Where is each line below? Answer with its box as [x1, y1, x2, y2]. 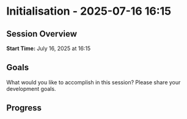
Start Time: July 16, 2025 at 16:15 [6, 45, 91, 52]
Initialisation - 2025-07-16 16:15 [6, 4, 172, 18]
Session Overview [6, 29, 78, 39]
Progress [6, 103, 42, 114]
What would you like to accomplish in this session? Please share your [6, 78, 181, 86]
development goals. [6, 85, 56, 92]
